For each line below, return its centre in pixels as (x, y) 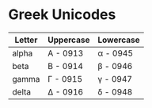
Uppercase (68, 40)
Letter (26, 40)
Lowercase (119, 40)
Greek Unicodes (62, 15)
